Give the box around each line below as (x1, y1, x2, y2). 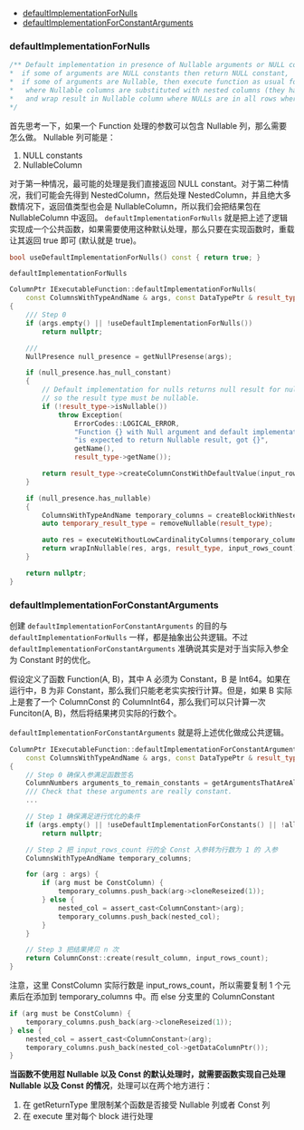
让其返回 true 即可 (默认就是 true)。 (9, 235, 142, 246)
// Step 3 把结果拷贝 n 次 (25, 945, 119, 955)
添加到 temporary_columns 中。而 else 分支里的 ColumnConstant (33, 991, 275, 1002)
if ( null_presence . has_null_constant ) (25, 368, 172, 377)
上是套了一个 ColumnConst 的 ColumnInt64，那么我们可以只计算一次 (9, 696, 266, 706)
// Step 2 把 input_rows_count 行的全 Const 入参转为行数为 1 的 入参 (25, 845, 279, 854)
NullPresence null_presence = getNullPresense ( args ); (25, 352, 233, 361)
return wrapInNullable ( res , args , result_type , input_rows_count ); (42, 544, 301, 553)
